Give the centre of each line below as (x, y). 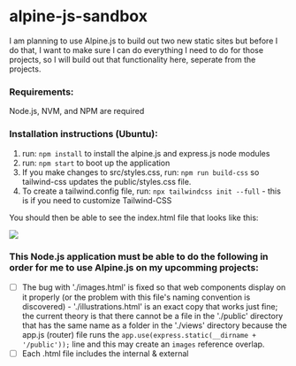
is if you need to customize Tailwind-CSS (97, 200)
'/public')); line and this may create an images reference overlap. (143, 344)
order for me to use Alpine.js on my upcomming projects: (134, 268)
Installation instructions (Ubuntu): (83, 134)
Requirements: (42, 92)
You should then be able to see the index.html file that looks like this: (134, 217)
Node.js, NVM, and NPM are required (77, 111)
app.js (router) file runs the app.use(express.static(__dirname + (139, 334)
